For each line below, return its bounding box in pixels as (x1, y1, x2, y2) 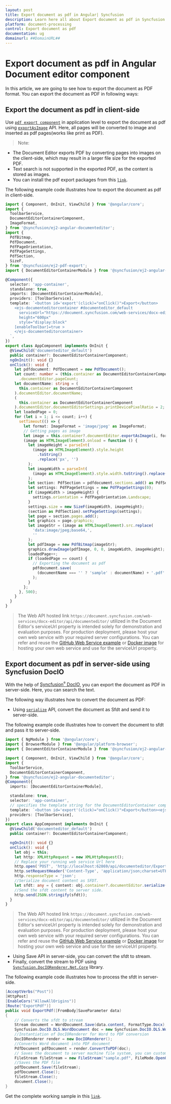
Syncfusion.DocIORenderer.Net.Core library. (12, 964, 104, 970)
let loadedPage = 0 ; (14, 410, 58, 415)
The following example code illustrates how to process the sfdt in (5, 974, 142, 980)
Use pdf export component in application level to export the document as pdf (5, 119, 166, 125)
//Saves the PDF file (14, 1060, 60, 1065)
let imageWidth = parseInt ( (27, 466, 88, 471)
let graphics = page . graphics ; (27, 518, 95, 524)
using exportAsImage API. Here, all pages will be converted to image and (5, 124, 156, 130)
